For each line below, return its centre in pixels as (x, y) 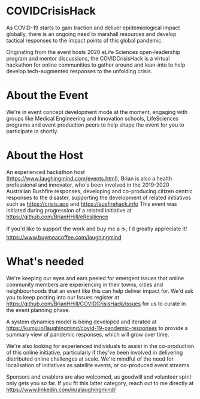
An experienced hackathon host (46, 172)
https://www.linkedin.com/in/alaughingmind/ (61, 389)
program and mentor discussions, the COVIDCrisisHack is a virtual (88, 58)
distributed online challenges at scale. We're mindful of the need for (90, 359)
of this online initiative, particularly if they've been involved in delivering (95, 352)
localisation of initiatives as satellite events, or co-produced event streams (98, 365)
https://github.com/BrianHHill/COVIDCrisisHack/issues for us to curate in (96, 304)
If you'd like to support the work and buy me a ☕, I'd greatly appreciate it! (97, 229)
